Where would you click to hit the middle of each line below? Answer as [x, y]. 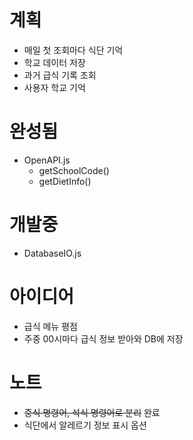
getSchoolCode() [74, 170]
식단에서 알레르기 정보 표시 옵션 [85, 425]
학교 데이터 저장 [54, 62]
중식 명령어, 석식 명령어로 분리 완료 [92, 412]
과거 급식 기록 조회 [60, 75]
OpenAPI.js [47, 160]
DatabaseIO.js [52, 253]
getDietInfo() [65, 181]
